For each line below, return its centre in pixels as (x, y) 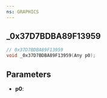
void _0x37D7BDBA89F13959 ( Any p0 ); (51, 56)
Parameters (29, 74)
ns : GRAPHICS (23, 12)
